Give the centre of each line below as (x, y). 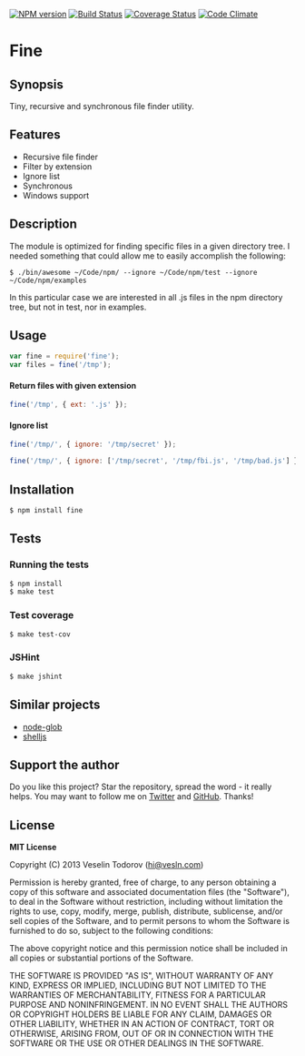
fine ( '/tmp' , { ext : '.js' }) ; (69, 405)
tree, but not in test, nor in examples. (78, 307)
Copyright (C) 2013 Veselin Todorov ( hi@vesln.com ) (107, 865)
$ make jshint (36, 676)
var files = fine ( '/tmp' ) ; (60, 365)
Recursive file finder (60, 157)
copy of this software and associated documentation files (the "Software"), (150, 892)
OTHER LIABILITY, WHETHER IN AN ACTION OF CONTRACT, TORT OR (142, 1024)
